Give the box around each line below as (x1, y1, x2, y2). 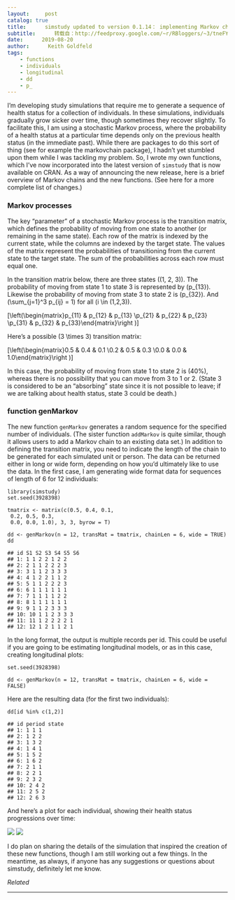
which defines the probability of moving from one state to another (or (7, 224, 207, 232)
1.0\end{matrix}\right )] (7, 353, 73, 361)
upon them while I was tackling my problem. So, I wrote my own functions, (7, 154, 222, 162)
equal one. (7, 261, 38, 270)
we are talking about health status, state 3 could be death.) (7, 389, 177, 397)
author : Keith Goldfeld (7, 43, 92, 50)
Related (7, 878, 29, 886)
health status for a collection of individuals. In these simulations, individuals (7, 109, 225, 117)
